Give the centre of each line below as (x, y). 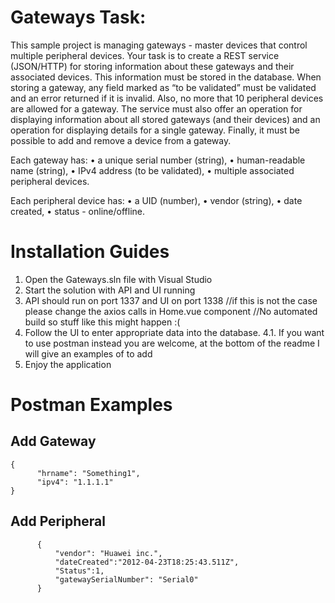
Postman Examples (91, 405)
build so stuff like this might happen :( (102, 322)
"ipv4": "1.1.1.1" (75, 482)
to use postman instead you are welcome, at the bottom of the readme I (172, 343)
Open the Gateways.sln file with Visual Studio (118, 279)
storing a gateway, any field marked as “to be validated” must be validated (163, 87)
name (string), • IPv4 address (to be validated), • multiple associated (152, 170)
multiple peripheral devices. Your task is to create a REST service (145, 55)
